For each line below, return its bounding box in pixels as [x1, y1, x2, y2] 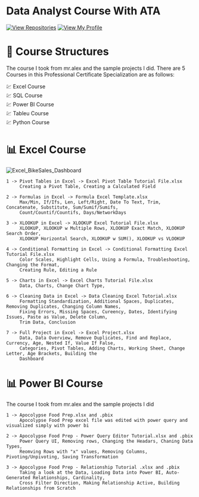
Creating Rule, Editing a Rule [19, 267, 97, 273]
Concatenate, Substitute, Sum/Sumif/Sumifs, [6, 204, 119, 210]
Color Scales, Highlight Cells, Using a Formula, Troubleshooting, [19, 257, 191, 263]
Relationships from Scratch [6, 485, 76, 491]
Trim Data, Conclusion [19, 319, 76, 325]
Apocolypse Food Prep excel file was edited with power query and [19, 417, 188, 423]
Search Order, [6, 230, 42, 236]
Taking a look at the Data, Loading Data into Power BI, [19, 470, 164, 476]
